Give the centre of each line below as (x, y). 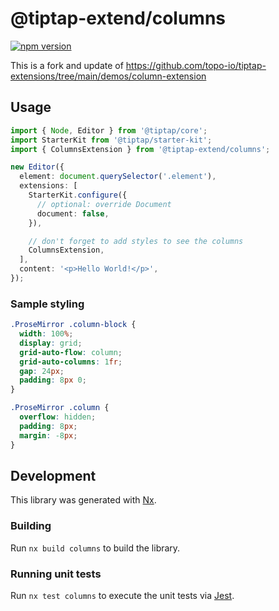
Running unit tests (56, 574)
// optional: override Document (104, 204)
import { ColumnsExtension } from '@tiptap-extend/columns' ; (140, 149)
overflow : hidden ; (58, 417)
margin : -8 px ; (48, 435)
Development (53, 475)
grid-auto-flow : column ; (71, 352)
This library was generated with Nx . (83, 500)
